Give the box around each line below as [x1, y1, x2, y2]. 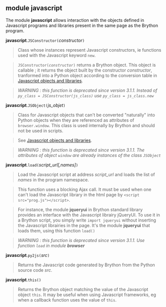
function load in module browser [17, 242, 85, 248]
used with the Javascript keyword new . [17, 52, 96, 58]
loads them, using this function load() [17, 228, 95, 233]
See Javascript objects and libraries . [17, 137, 92, 143]
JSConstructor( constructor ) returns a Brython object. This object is [17, 62, 156, 68]
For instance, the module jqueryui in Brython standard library [17, 206, 143, 213]
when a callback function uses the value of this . [17, 297, 117, 303]
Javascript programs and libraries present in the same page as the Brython [5, 22, 159, 28]
